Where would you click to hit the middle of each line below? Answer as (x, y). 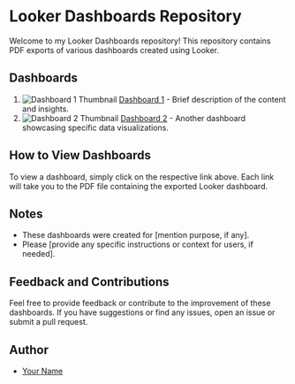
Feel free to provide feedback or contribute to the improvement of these (140, 303)
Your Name (42, 371)
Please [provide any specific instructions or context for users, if (137, 244)
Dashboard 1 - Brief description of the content (202, 99)
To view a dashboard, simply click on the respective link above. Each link (142, 177)
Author (29, 350)
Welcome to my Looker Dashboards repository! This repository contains (140, 41)
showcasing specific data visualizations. (95, 127)
